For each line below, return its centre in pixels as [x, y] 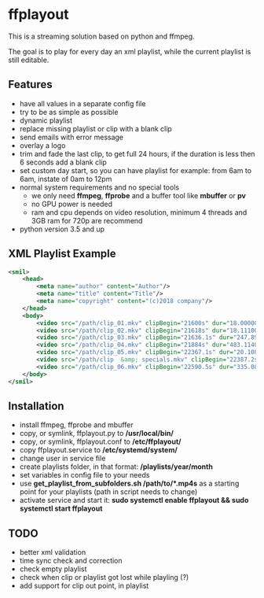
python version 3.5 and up [62, 229]
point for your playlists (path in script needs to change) [108, 492]
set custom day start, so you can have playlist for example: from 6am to [136, 170]
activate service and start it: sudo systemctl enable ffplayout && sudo [134, 500]
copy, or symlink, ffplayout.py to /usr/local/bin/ [97, 434]
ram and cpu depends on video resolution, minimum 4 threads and [139, 212]
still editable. [29, 60]
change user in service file [62, 459]
